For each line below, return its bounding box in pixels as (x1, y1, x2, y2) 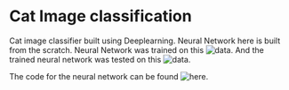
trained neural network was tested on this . (9, 54, 191, 64)
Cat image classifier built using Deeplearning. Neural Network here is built (9, 35, 281, 46)
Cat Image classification (9, 6, 193, 26)
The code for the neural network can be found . (9, 71, 209, 81)
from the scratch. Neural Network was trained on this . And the (9, 44, 264, 55)
